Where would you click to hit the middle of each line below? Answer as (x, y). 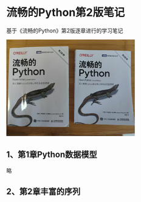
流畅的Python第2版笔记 (66, 13)
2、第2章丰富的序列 (43, 192)
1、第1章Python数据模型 (52, 155)
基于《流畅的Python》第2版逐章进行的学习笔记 (65, 31)
